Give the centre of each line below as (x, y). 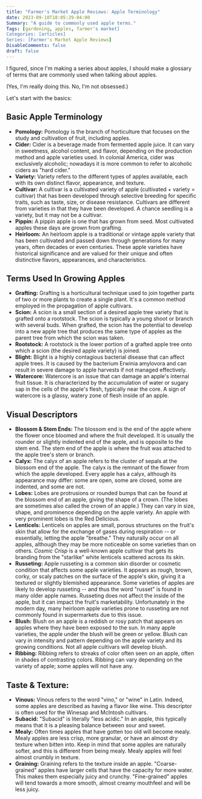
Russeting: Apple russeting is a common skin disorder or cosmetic (98, 564)
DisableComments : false (36, 46)
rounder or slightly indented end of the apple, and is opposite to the (99, 442)
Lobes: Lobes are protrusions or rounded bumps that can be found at (101, 493)
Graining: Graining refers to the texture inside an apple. (84, 764)
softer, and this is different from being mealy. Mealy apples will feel (98, 751)
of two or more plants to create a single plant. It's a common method (100, 300)
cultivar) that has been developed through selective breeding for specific (106, 195)
